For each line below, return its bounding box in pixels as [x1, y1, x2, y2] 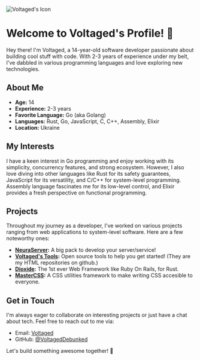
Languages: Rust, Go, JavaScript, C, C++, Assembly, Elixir [14, 117, 160, 125]
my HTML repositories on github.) [14, 259, 99, 266]
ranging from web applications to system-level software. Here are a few [6, 228, 184, 236]
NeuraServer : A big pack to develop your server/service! [14, 246, 156, 254]
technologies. [6, 65, 40, 72]
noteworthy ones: [6, 235, 50, 242]
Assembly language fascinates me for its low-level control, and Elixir [6, 182, 175, 190]
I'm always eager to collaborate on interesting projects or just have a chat [6, 312, 187, 319]
